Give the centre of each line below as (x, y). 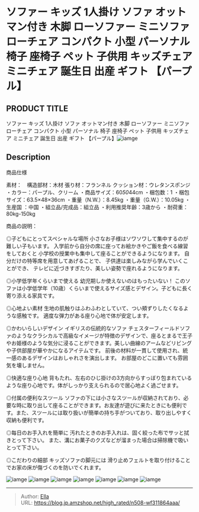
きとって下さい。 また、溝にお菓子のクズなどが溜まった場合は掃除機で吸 (95, 440)
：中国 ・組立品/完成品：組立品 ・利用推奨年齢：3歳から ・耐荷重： (105, 207)
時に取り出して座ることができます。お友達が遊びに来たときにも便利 (99, 405)
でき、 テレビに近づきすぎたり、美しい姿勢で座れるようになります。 (99, 268)
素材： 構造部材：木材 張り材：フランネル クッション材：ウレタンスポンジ (98, 185)
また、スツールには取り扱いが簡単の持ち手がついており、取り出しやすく (104, 412)
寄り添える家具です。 (32, 295)
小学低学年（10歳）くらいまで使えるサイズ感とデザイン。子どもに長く (107, 288)
